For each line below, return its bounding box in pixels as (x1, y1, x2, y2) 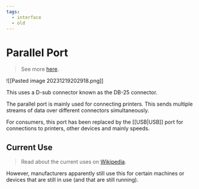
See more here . (20, 65, 59, 73)
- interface (11, 14, 42, 20)
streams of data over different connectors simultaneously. (6, 107, 149, 114)
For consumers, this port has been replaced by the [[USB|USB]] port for (6, 118, 184, 126)
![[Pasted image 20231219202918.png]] (6, 77, 104, 85)
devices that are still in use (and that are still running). (6, 176, 139, 184)
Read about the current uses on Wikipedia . (20, 158, 127, 166)
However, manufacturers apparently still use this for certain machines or (6, 170, 185, 177)
